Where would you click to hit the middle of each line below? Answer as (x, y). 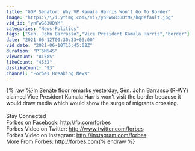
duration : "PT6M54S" (32, 51)
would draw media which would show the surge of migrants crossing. (92, 103)
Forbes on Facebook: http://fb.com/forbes (59, 122)
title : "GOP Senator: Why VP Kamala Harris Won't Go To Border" (88, 12)
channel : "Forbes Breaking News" (48, 73)
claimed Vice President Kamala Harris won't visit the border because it (94, 97)
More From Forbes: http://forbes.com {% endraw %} (71, 141)
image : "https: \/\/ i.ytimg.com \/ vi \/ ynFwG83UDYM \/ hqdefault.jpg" (90, 17)
